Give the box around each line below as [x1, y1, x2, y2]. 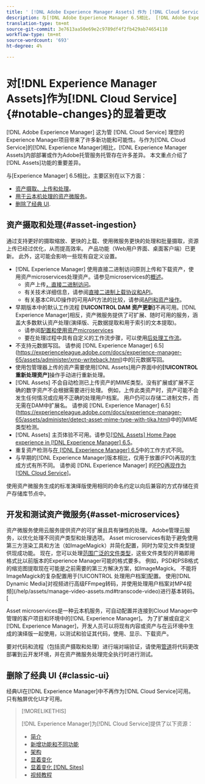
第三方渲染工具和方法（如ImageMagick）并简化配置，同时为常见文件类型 [6, 542, 190, 550]
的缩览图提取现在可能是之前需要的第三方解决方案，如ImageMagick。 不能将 [6, 565, 197, 572]
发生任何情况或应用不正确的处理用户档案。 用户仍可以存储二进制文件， [15, 394, 193, 401]
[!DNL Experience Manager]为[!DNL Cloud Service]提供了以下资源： [21, 720, 193, 727]
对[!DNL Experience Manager [6, 77, 157, 90]
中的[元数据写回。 [122, 355, 168, 363]
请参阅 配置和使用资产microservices [24, 326, 114, 333]
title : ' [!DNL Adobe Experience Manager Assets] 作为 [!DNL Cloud [6, 9, 180, 15]
